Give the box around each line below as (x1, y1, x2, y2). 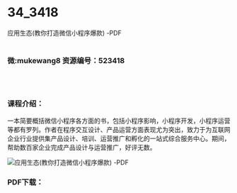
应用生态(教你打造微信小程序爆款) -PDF (7, 28, 122, 37)
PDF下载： (7, 177, 44, 187)
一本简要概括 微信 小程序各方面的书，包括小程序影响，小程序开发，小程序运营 (7, 116, 231, 125)
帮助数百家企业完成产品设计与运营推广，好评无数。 (7, 143, 156, 151)
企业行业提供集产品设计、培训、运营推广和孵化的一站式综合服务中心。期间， (7, 134, 231, 143)
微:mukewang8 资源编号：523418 (7, 55, 125, 65)
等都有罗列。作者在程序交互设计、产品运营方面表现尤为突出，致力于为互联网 (7, 125, 231, 133)
